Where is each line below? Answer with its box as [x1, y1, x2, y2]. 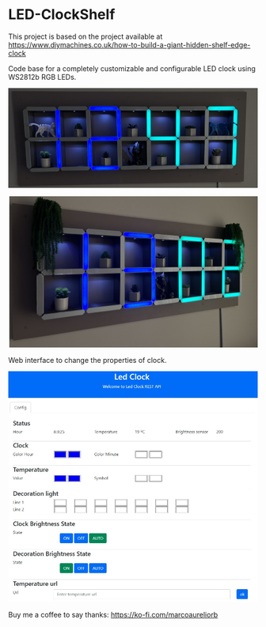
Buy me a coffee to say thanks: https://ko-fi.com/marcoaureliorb [8, 610, 218, 619]
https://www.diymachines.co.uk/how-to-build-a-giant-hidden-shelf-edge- [8, 40, 251, 49]
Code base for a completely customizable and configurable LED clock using [8, 63, 256, 73]
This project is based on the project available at [8, 32, 163, 41]
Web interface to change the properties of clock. [8, 356, 167, 365]
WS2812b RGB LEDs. [8, 72, 77, 81]
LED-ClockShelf [8, 6, 116, 24]
